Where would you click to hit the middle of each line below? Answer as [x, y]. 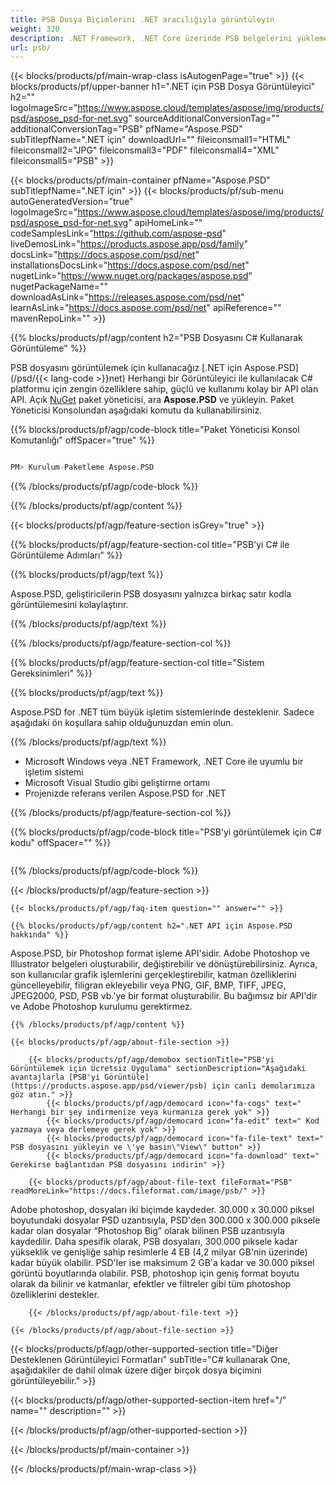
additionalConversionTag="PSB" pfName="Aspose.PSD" [126, 129]
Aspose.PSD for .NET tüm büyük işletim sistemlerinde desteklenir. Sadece [162, 712]
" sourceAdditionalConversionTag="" [204, 118]
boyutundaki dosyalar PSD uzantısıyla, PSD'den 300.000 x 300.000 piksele [165, 1220]
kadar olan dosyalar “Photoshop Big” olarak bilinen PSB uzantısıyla [147, 1231]
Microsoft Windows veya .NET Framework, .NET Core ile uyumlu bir [164, 762]
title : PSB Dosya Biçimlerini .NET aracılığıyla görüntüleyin [142, 19]
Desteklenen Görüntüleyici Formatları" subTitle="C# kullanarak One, [150, 1360]
